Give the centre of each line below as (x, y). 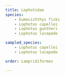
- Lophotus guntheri (36, 29)
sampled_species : (24, 43)
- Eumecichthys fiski (37, 19)
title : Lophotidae (25, 10)
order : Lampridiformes (29, 61)
